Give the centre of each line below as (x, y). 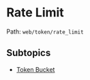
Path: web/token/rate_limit (45, 31)
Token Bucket (35, 69)
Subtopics (29, 53)
